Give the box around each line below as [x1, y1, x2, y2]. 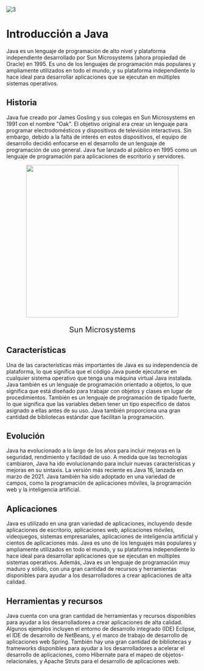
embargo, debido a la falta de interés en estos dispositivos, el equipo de [6, 133, 187, 140]
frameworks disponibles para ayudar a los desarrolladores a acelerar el [6, 645, 185, 651]
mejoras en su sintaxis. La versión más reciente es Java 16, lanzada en [6, 466, 184, 474]
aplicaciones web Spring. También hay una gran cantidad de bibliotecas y [6, 638, 192, 645]
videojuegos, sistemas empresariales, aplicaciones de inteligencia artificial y [6, 533, 198, 540]
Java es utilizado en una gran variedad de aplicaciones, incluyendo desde [6, 520, 192, 528]
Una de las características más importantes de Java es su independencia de [6, 361, 198, 369]
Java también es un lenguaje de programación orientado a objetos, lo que [6, 380, 192, 388]
